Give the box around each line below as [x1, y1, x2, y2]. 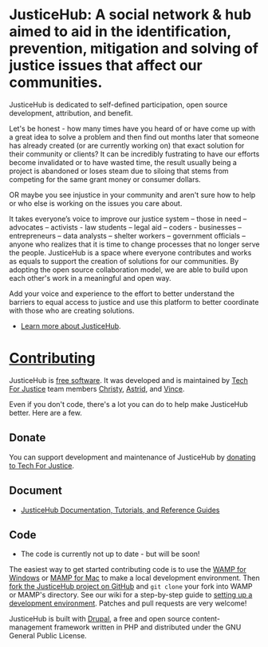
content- [191, 614, 221, 624]
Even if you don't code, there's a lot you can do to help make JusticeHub [9, 399, 248, 408]
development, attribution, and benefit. [9, 108, 134, 117]
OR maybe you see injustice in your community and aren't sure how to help [9, 190, 256, 199]
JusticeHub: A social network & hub [9, 6, 252, 24]
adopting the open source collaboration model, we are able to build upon [9, 265, 248, 274]
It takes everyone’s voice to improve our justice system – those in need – [9, 214, 247, 223]
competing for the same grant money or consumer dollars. [9, 174, 202, 184]
